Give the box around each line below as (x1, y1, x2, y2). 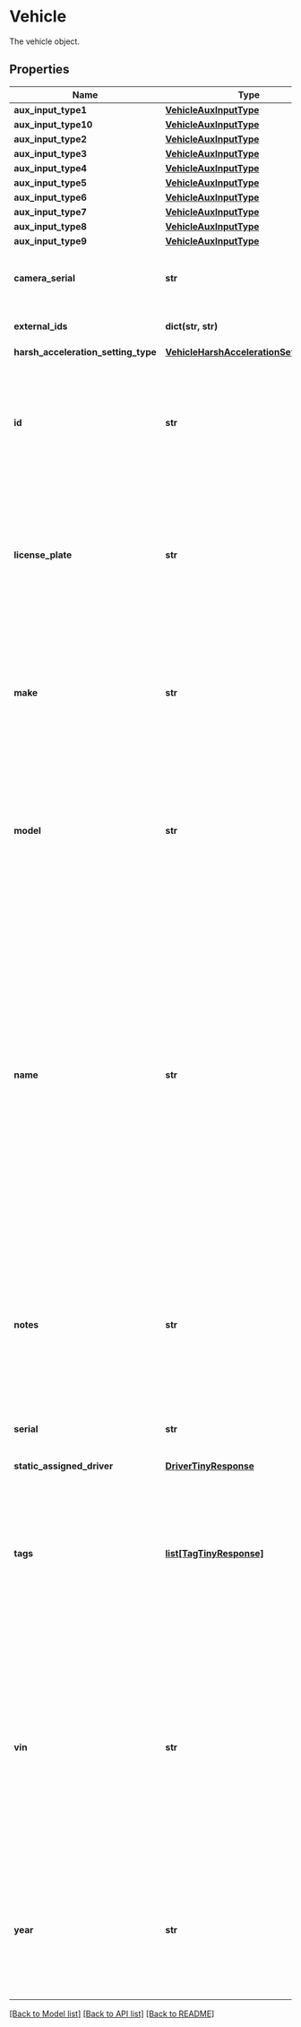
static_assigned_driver (13, 1460, 114, 1472)
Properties (9, 62, 70, 77)
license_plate (13, 549, 73, 561)
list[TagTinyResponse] (165, 1546, 264, 1559)
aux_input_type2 (13, 133, 88, 145)
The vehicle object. (9, 36, 81, 47)
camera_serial (13, 272, 76, 284)
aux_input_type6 (13, 191, 88, 204)
